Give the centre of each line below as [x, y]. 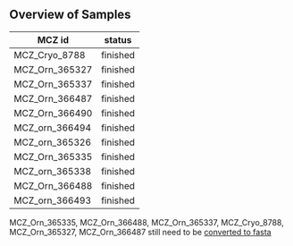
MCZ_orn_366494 [53, 127]
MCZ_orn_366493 [53, 200]
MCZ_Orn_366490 [53, 113]
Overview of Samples [70, 15]
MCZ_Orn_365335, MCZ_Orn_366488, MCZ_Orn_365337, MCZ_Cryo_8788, [146, 222]
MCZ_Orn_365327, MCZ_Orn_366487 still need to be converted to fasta [140, 232]
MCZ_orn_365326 [53, 142]
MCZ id [53, 39]
